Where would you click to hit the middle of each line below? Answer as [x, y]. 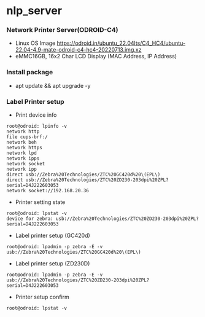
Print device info [36, 115]
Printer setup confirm [42, 297]
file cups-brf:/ [27, 137]
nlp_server [34, 11]
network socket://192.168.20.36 [48, 191]
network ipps [23, 158]
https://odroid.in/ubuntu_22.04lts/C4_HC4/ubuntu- [121, 43]
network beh [21, 143]
